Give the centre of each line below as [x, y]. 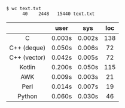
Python [27, 96]
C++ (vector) [28, 58]
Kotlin [28, 67]
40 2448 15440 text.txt [58, 14]
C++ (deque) [28, 48]
